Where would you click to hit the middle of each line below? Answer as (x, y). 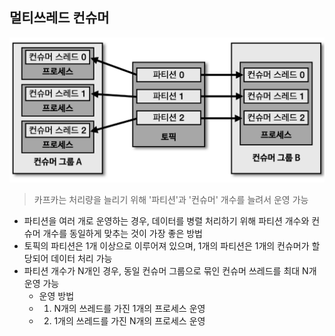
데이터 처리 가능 (81, 259)
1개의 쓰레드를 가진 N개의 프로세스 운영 (129, 321)
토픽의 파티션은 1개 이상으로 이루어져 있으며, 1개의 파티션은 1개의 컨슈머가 (166, 246)
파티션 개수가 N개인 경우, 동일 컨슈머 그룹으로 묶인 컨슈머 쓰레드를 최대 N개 (170, 271)
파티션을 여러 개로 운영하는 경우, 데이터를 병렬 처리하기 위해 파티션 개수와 (166, 221)
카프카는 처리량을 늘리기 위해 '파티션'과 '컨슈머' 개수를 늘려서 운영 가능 (171, 200)
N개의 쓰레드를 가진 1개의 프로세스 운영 (129, 309)
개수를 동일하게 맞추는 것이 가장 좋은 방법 (122, 234)
